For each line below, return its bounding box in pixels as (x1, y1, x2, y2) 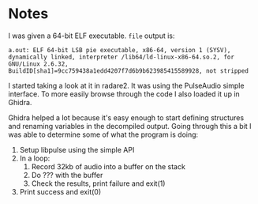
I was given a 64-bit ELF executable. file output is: (8, 31, 175, 40)
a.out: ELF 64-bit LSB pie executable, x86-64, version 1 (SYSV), (8, 46, 231, 54)
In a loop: (19, 153, 50, 163)
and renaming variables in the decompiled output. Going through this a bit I (8, 121, 252, 130)
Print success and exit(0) (19, 187, 102, 196)
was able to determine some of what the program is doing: (8, 130, 199, 139)
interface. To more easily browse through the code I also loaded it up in (8, 89, 241, 99)
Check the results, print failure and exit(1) (31, 179, 166, 188)
